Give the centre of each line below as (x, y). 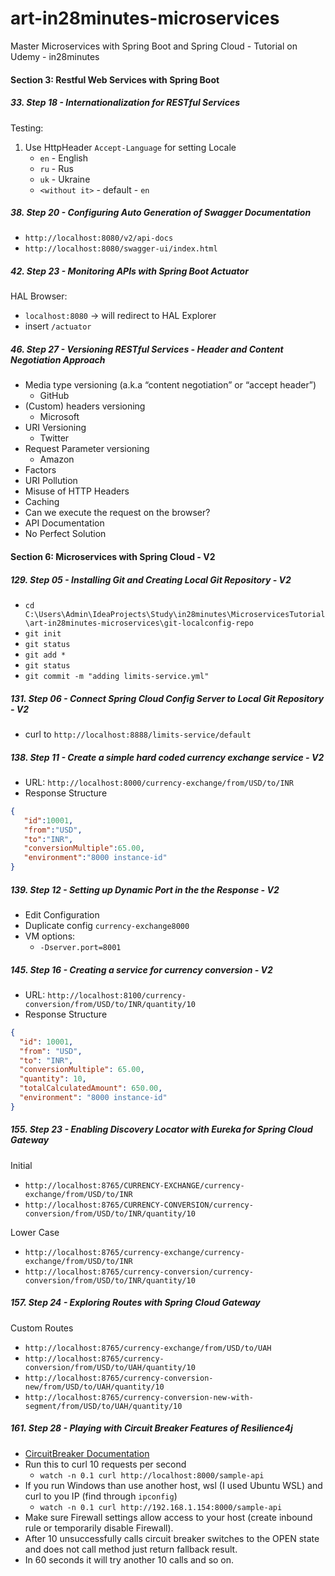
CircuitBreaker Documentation (87, 1453)
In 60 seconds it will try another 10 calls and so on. (129, 1559)
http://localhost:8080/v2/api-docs (99, 238)
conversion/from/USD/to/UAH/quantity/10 (110, 1367)
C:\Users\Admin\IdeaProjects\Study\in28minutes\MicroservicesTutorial (175, 614)
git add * (45, 655)
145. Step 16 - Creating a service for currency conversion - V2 (141, 969)
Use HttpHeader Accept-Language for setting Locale (130, 147)
